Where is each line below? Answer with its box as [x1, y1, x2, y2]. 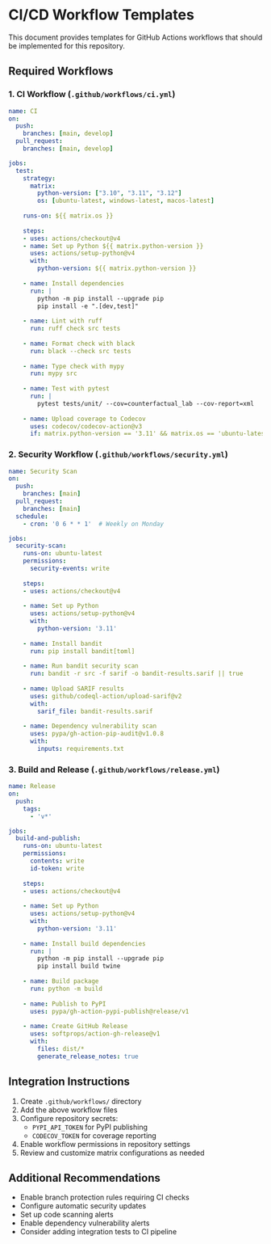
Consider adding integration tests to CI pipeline [19, 1227, 177, 1237]
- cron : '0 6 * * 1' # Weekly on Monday [23, 520, 164, 528]
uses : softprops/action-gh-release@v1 [29, 1030, 161, 1038]
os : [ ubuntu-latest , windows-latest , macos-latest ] [37, 196, 215, 205]
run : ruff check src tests [29, 325, 121, 333]
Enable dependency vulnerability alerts [19, 1218, 150, 1228]
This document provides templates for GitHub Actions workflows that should [8, 32, 263, 42]
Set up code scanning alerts [19, 1210, 115, 1220]
